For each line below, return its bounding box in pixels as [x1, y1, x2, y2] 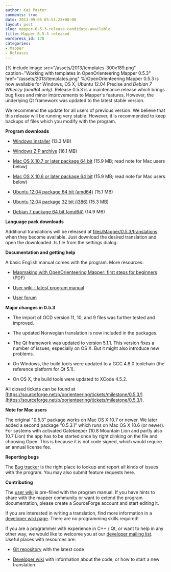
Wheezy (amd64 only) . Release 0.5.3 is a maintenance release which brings [5, 86, 165, 92]
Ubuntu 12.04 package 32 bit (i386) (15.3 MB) [12, 199, 109, 205]
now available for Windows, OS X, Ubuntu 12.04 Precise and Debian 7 [5, 81, 152, 87]
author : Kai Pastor [5, 7, 47, 13]
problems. [12, 350, 34, 357]
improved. [12, 320, 34, 326]
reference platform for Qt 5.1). [12, 366, 75, 372]
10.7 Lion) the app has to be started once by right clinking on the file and [5, 433, 158, 439]
